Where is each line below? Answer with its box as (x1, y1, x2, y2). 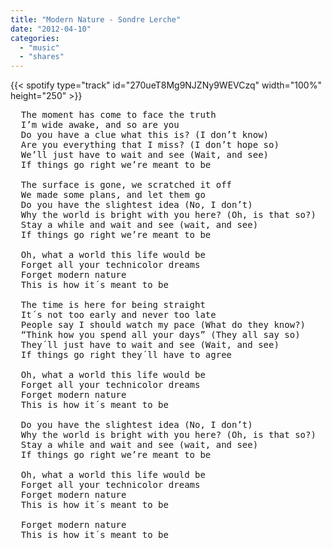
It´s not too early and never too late (20, 309, 217, 321)
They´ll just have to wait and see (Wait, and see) (20, 339, 280, 351)
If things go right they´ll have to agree (20, 349, 233, 361)
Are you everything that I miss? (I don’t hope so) (20, 139, 280, 151)
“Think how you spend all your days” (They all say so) (20, 329, 301, 341)
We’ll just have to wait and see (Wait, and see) (20, 149, 270, 161)
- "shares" (19, 52, 65, 62)
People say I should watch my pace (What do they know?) (20, 319, 307, 331)
